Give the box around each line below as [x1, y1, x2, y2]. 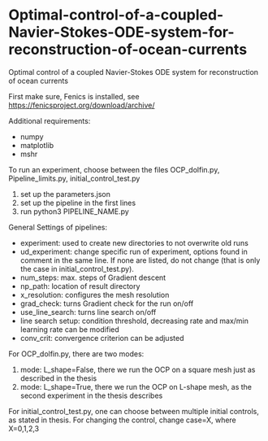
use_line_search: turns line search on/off [19, 307, 157, 317]
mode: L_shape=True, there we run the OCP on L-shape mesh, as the [19, 382, 252, 391]
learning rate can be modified [19, 324, 119, 334]
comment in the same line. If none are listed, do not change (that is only [19, 255, 261, 265]
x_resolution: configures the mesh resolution [19, 290, 170, 299]
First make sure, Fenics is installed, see [8, 91, 140, 101]
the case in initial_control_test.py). [19, 264, 134, 273]
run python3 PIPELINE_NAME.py [19, 206, 130, 216]
